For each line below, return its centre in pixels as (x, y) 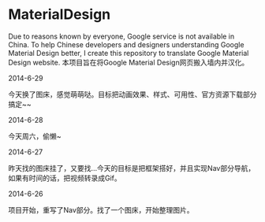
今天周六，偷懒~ (35, 136)
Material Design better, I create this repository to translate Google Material (129, 53)
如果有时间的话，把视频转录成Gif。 (65, 178)
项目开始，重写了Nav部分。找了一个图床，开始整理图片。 (101, 209)
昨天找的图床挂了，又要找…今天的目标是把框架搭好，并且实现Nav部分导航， (132, 168)
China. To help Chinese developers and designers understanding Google (126, 44)
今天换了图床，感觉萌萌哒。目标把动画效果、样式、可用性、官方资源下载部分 (132, 94)
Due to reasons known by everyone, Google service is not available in (121, 36)
